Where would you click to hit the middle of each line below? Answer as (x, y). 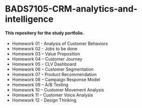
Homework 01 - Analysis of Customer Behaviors (60, 44)
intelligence (29, 19)
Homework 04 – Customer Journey (47, 59)
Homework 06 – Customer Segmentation (53, 69)
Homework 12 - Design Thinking (44, 100)
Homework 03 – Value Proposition (46, 54)
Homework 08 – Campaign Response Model (56, 80)
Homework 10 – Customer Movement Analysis (58, 90)
